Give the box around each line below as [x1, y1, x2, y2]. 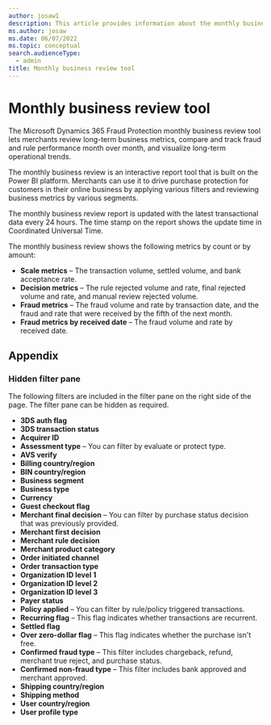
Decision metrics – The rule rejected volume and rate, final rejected [19, 283, 246, 292]
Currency [19, 493, 53, 503]
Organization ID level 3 [19, 587, 98, 597]
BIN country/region [19, 467, 86, 477]
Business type [19, 484, 70, 494]
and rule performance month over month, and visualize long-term [8, 143, 226, 153]
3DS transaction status [19, 425, 99, 434]
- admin [15, 57, 42, 65]
